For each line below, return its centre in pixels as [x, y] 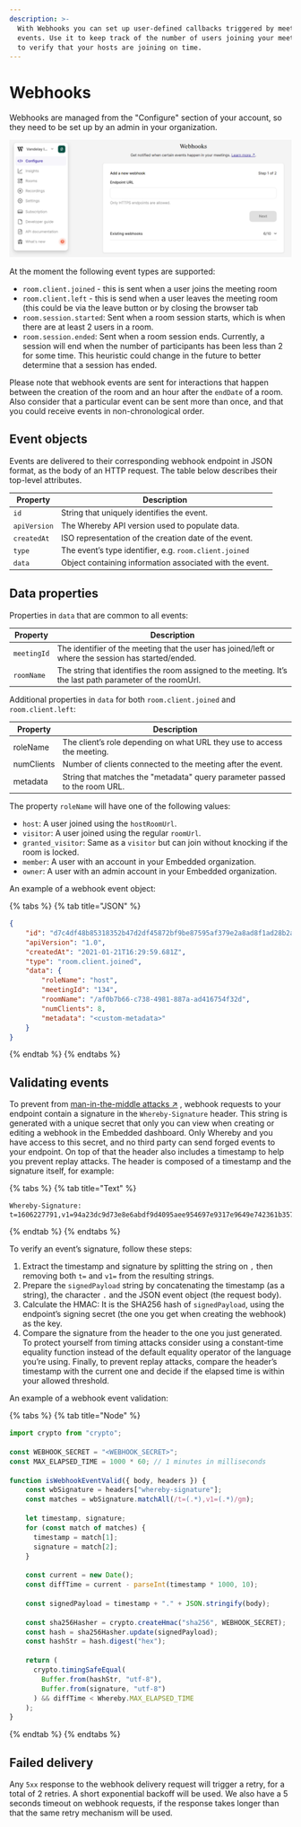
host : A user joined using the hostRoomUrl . [99, 823]
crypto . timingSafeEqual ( [79, 1670]
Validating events [59, 1082]
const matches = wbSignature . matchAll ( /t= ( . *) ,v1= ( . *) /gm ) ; [140, 1499]
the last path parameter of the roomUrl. [129, 680]
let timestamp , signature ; [76, 1519]
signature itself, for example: [62, 1171]
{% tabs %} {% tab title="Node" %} [75, 1416]
